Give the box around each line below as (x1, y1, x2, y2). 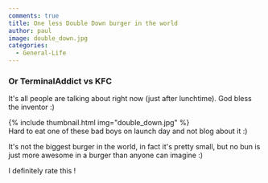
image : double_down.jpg (8, 34, 89, 43)
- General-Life (15, 49, 67, 57)
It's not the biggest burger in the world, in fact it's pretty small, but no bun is (8, 142, 261, 152)
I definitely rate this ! (8, 166, 76, 176)
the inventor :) (8, 102, 55, 112)
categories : (8, 42, 48, 50)
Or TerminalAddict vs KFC (8, 75, 113, 87)
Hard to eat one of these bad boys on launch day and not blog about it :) (8, 126, 248, 136)
